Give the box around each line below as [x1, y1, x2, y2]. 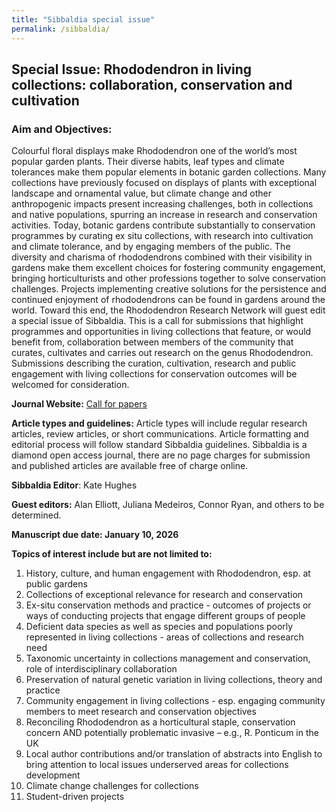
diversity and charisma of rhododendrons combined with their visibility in [11, 251, 313, 263]
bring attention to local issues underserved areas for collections [25, 759, 289, 771]
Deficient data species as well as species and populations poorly [25, 621, 294, 633]
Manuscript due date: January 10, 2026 [11, 529, 179, 541]
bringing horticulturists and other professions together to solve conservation [11, 272, 327, 285]
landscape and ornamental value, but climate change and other [11, 187, 273, 200]
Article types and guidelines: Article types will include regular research [11, 417, 308, 430]
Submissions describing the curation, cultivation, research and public [11, 357, 297, 370]
